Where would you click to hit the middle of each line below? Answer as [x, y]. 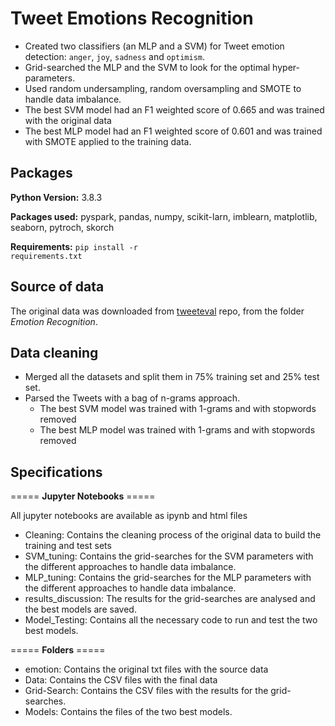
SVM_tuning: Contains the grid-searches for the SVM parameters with [169, 556]
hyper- [286, 67]
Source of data [57, 287]
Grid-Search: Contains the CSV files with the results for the [146, 691]
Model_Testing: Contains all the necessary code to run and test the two [171, 620]
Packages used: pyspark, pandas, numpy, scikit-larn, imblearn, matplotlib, [164, 216]
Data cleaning [54, 352]
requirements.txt [46, 256]
